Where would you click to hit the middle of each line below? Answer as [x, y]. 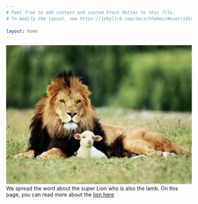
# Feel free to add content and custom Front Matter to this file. [91, 12]
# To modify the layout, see [42, 19]
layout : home [22, 31]
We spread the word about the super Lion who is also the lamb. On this [92, 189]
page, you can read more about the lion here [60, 195]
